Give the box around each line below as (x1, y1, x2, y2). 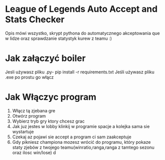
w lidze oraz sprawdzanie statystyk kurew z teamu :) (5, 35, 112, 41)
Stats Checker (5, 14, 65, 25)
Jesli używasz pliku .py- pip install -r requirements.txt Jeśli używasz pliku (5, 69, 155, 75)
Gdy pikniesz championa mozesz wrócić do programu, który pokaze (12, 139, 151, 145)
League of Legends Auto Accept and (5, 3, 158, 15)
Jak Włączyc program (5, 92, 97, 103)
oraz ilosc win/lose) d (12, 149, 56, 156)
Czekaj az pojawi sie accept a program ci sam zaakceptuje (12, 134, 132, 140)
